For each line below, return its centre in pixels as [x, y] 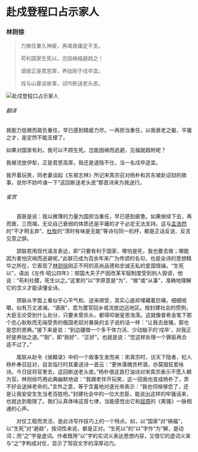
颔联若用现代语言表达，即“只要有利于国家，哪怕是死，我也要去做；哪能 [103, 250]
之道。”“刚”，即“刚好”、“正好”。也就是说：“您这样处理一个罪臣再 [104, 337]
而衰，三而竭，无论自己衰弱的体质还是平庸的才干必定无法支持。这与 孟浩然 [96, 223]
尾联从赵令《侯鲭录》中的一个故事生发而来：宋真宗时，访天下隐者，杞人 [104, 357]
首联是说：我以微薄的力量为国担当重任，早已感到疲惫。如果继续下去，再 [104, 216]
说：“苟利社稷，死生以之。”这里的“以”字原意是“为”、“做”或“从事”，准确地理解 [99, 280]
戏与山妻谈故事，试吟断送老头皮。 [62, 84]
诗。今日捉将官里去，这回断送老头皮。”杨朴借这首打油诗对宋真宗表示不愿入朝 [99, 371]
